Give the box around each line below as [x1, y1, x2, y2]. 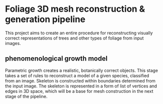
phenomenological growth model [5, 55, 108, 63]
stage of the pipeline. [5, 93, 48, 99]
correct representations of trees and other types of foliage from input [5, 35, 144, 41]
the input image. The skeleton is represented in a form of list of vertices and [5, 83, 157, 89]
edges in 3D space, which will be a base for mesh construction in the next [5, 88, 153, 94]
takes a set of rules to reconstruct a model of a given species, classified [5, 72, 149, 79]
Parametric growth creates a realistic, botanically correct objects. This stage [5, 67, 158, 73]
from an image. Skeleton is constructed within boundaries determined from [5, 78, 156, 83]
